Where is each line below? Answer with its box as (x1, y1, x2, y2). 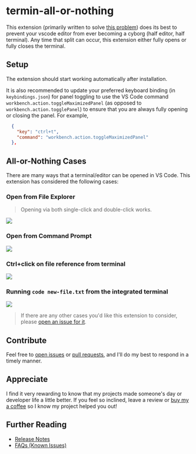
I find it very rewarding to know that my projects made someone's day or (6, 390, 182, 397)
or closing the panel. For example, (6, 112, 89, 119)
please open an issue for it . (20, 318, 87, 325)
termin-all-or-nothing (6, 4, 114, 18)
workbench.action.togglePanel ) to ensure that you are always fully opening (6, 105, 188, 113)
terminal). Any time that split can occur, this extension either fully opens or (6, 36, 187, 43)
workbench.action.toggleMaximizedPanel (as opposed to (6, 99, 142, 106)
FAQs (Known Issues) (14, 442, 67, 449)
